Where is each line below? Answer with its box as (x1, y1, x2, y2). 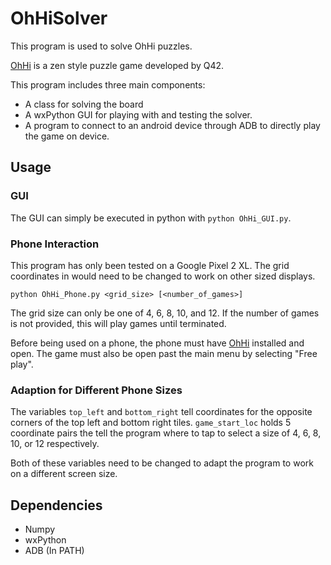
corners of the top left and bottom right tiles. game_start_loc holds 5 (10, 417, 292, 429)
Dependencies (10, 497, 103, 514)
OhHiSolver (10, 7, 108, 30)
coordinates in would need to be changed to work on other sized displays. (10, 270, 316, 282)
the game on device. (24, 130, 110, 142)
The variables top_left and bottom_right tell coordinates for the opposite (10, 406, 313, 418)
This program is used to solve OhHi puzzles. (10, 40, 193, 52)
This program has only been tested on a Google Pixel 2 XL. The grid (10, 259, 290, 271)
